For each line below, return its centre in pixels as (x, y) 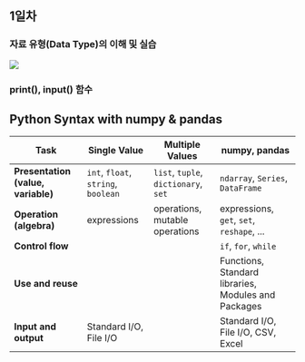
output (29, 338)
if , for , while (248, 246)
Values (182, 156)
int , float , (109, 172)
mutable (171, 220)
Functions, (242, 261)
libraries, (238, 284)
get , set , (237, 220)
